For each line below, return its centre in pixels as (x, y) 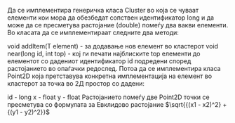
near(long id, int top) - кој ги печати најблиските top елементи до (104, 53)
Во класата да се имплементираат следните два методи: (93, 32)
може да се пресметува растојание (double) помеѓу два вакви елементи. (118, 25)
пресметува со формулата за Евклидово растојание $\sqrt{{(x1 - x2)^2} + (117, 104)
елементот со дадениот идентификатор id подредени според (99, 61)
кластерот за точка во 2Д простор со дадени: (76, 83)
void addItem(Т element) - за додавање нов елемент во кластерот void (113, 46)
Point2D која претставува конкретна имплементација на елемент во (110, 76)
